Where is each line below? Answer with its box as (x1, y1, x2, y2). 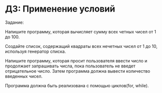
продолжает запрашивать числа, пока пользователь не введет (5, 63, 135, 69)
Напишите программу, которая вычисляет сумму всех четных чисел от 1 (5, 29, 156, 34)
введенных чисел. (5, 73, 43, 79)
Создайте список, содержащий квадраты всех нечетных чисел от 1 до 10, (5, 43, 158, 49)
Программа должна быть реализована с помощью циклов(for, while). (5, 82, 149, 88)
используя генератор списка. (5, 48, 66, 54)
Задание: (5, 19, 24, 25)
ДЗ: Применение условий (5, 3, 115, 15)
